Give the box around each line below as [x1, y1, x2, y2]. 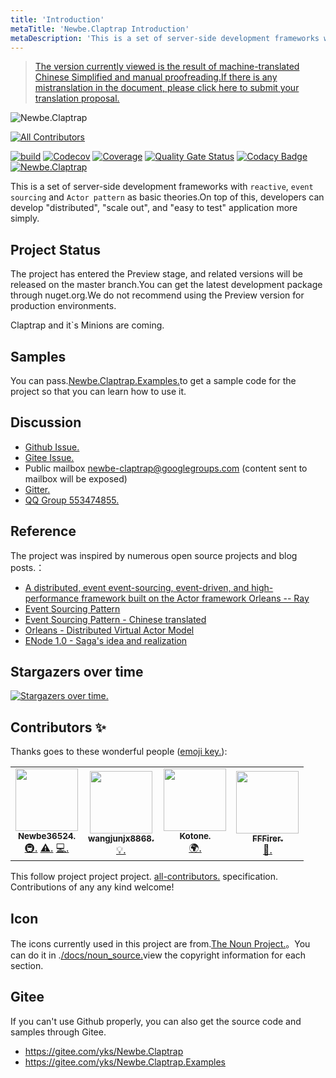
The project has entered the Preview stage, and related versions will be [10, 268, 304, 280]
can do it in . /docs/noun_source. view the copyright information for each [10, 949, 307, 961]
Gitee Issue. [24, 451, 75, 463]
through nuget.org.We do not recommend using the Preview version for [10, 289, 305, 301]
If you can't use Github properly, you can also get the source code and [10, 1015, 302, 1027]
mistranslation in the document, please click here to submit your [34, 82, 300, 94]
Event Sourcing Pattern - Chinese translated [24, 613, 207, 625]
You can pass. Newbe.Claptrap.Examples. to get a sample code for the [10, 375, 297, 386]
